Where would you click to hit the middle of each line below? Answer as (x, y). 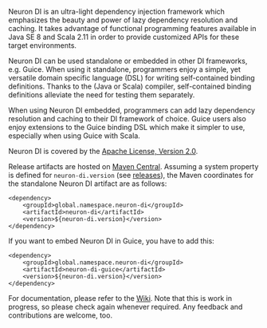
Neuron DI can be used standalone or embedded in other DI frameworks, (128, 61)
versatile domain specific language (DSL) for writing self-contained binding (132, 78)
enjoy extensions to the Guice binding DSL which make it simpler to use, (127, 127)
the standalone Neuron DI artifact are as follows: (88, 184)
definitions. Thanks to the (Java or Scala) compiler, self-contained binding (130, 86)
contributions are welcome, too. (61, 315)
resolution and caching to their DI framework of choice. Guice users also (128, 119)
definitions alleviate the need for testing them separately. (102, 95)
